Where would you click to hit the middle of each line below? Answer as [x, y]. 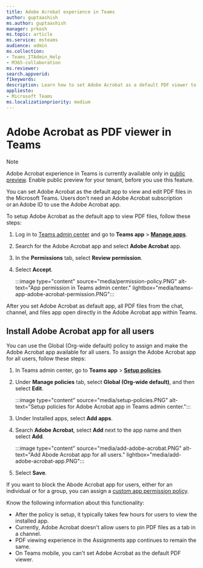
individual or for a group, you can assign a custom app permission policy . [98, 491]
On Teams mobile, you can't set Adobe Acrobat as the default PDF [98, 553]
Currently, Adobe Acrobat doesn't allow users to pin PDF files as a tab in [105, 527]
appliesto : [20, 91]
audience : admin [27, 46]
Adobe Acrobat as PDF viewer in [89, 132]
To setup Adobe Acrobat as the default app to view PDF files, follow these [98, 216]
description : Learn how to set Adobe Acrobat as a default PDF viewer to [101, 85]
